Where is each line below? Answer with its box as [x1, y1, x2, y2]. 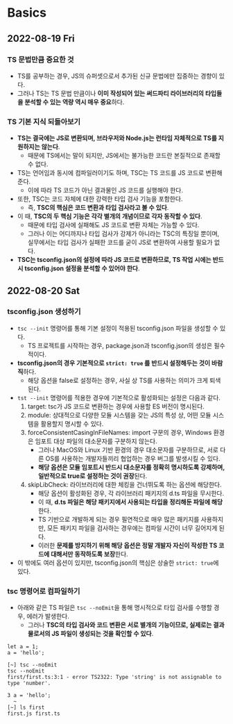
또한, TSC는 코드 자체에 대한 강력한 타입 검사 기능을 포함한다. [17, 195, 183, 203]
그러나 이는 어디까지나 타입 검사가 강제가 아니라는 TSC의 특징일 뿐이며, [27, 229, 220, 238]
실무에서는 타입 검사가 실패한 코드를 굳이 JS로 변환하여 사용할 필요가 [27, 238, 213, 247]
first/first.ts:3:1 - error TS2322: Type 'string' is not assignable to [7, 674, 222, 681]
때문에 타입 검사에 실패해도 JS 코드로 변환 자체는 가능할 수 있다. [27, 221, 200, 229]
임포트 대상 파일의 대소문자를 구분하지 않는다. [35, 436, 157, 445]
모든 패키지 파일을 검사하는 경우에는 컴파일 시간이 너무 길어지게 [47, 523, 218, 532]
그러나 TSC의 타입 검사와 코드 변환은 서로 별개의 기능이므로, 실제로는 [27, 620, 212, 630]
